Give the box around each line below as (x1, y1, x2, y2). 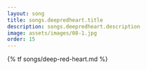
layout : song (7, 10, 45, 17)
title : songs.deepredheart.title (7, 17, 104, 24)
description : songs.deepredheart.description (7, 23, 140, 30)
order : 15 (7, 36, 36, 43)
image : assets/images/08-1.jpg (7, 29, 97, 37)
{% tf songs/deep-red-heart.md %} (7, 55, 108, 63)
